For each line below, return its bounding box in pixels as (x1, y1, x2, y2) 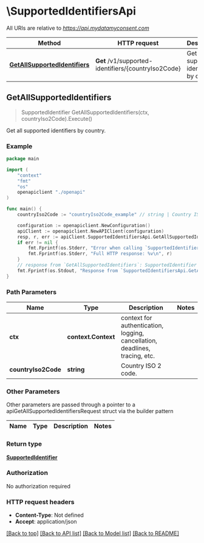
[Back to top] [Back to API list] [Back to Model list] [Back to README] (6, 530, 179, 537)
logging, (120, 329, 144, 337)
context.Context (67, 332, 115, 341)
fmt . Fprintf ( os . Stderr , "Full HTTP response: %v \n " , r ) (28, 251, 172, 257)
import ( (6, 166, 29, 172)
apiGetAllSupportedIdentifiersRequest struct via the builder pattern (6, 408, 174, 415)
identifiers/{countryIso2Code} (95, 64, 181, 72)
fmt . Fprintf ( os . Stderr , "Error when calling (28, 245, 143, 251)
